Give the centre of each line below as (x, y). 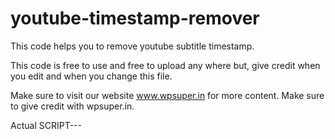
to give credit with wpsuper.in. (72, 106)
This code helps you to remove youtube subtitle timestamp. (132, 46)
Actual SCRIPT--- (46, 125)
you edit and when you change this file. (91, 76)
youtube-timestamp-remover (135, 18)
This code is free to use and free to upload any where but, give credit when (165, 65)
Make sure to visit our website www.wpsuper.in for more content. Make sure (167, 95)
